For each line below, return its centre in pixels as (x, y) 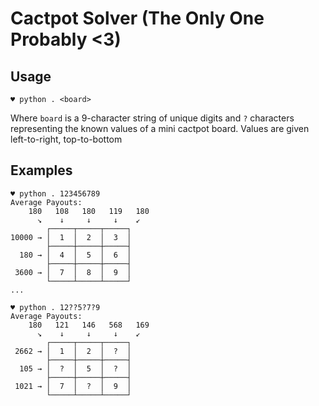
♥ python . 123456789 (55, 193)
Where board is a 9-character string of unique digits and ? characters (152, 118)
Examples (41, 170)
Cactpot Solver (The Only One (137, 18)
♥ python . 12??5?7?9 (55, 307)
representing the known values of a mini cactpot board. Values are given (160, 128)
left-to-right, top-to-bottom (66, 139)
